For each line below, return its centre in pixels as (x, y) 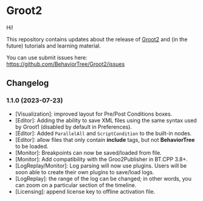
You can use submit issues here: (47, 57)
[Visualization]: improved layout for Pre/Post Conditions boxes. (94, 114)
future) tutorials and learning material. (54, 46)
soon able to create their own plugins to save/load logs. (84, 172)
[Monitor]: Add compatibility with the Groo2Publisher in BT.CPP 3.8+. (101, 159)
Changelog (28, 83)
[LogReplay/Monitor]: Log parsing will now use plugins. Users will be (101, 166)
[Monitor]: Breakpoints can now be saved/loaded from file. (88, 152)
